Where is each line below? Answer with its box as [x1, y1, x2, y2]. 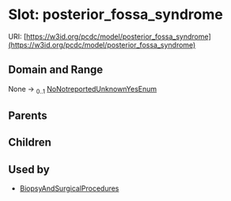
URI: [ [8, 32, 27, 41]
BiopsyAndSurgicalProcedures [19, 184, 119, 193]
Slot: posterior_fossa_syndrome [8, 6, 223, 24]
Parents [8, 108, 47, 122]
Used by [8, 162, 50, 176]
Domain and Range [8, 63, 104, 77]
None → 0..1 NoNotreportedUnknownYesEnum [8, 84, 157, 96]
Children [8, 136, 51, 150]
